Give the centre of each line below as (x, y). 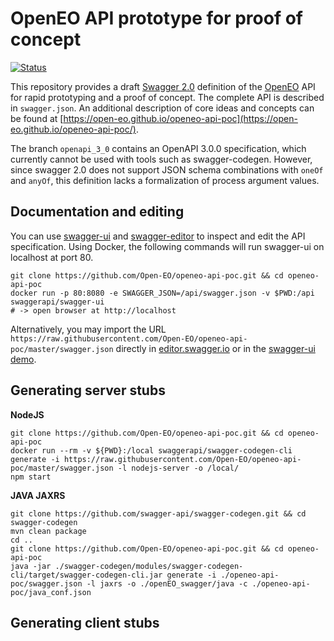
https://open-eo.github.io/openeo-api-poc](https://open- (180, 118)
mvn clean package (48, 531)
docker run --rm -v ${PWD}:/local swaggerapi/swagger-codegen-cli (151, 450)
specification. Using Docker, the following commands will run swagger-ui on (167, 246)
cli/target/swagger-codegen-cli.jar (86, 575)
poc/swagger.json (46, 583)
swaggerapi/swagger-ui (57, 302)
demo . (23, 359)
